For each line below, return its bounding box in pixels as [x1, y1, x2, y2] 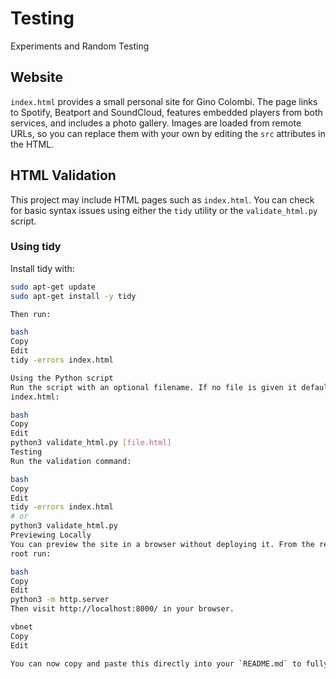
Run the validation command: [10, 456, 132, 466]
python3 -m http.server [10, 595, 110, 605]
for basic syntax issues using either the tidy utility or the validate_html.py [10, 204, 318, 216]
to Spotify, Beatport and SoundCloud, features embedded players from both [10, 106, 323, 118]
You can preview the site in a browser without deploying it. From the [10, 539, 315, 549]
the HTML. [10, 138, 54, 150]
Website [10, 69, 63, 86]
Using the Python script [10, 373, 114, 383]
